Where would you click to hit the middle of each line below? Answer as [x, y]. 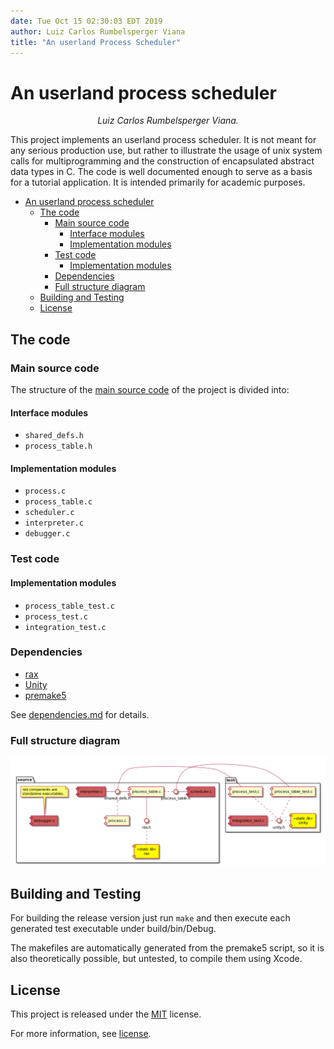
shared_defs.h [54, 436]
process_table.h [58, 446]
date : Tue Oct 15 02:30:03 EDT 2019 [86, 21]
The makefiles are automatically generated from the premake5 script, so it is [167, 948]
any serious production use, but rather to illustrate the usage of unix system [166, 151]
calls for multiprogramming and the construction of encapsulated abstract [162, 161]
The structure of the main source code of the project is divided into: [150, 389]
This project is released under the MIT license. [106, 1014]
